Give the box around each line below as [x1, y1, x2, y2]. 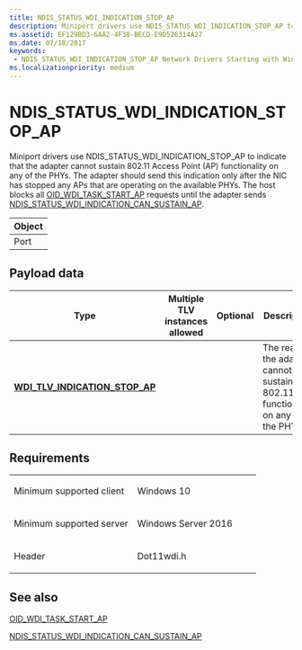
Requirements [9, 450, 90, 466]
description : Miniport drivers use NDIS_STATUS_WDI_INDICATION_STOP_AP [9, 22, 283, 31]
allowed [169, 325, 204, 338]
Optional [216, 309, 254, 322]
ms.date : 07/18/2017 [9, 38, 87, 48]
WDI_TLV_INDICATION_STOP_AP [13, 380, 156, 393]
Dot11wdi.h [137, 550, 187, 563]
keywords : [9, 47, 47, 56]
